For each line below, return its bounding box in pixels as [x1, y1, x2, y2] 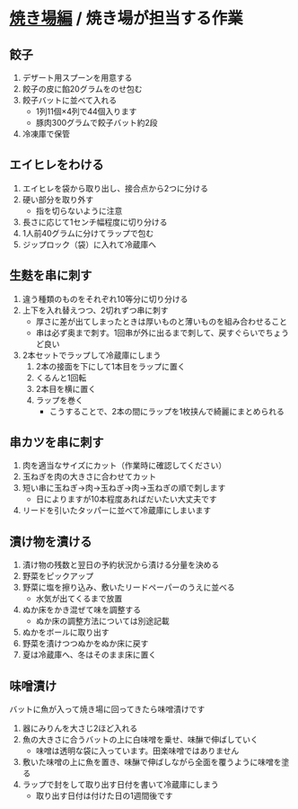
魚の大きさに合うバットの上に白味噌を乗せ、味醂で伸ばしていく [22, 734, 259, 745]
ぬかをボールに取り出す [22, 627, 110, 638]
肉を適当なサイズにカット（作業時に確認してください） [22, 460, 227, 471]
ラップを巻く [35, 395, 83, 405]
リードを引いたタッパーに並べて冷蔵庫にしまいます [22, 505, 212, 516]
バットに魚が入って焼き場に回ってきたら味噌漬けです [9, 704, 206, 715]
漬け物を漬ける [9, 534, 92, 549]
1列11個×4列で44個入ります [35, 106, 137, 117]
